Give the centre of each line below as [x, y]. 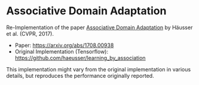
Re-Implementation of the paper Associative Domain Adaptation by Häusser [99, 27]
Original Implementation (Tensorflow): [62, 51]
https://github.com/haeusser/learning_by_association [80, 58]
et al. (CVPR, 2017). [30, 33]
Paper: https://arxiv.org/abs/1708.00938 [64, 45]
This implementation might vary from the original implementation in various [99, 69]
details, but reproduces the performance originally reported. [80, 75]
